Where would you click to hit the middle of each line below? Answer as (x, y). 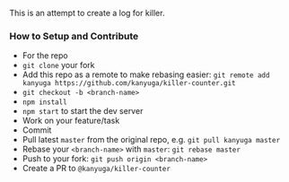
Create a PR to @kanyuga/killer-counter (96, 169)
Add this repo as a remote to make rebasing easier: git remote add (146, 74)
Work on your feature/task (71, 121)
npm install (44, 102)
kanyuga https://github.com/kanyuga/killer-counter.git (129, 83)
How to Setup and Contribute (74, 36)
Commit (37, 130)
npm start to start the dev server (83, 111)
